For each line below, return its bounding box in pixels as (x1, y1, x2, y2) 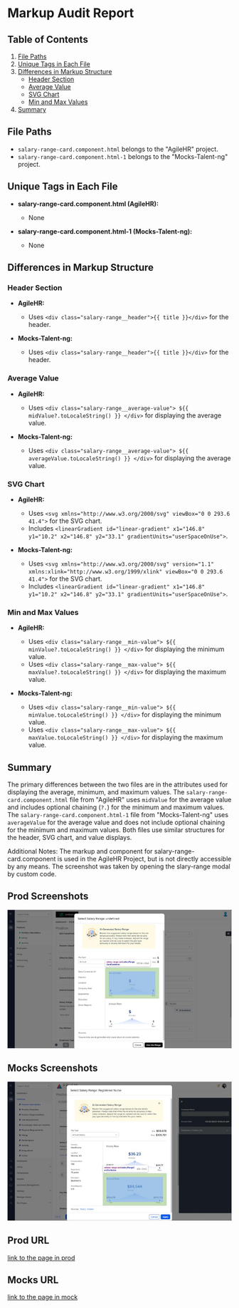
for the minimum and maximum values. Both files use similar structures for (7, 826, 225, 834)
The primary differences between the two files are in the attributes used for (7, 780, 228, 789)
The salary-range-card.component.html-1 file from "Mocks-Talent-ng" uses (7, 811, 229, 819)
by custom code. (7, 870, 57, 878)
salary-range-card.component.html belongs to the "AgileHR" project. (17, 145, 218, 153)
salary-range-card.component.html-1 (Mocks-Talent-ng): (17, 227, 193, 236)
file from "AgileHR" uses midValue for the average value (69, 796, 232, 804)
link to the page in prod (7, 1253, 75, 1262)
